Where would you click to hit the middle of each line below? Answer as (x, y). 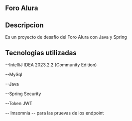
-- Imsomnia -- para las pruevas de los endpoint (55, 113)
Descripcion (24, 25)
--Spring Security (23, 94)
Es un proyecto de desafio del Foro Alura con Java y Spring (66, 37)
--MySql (14, 75)
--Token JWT (19, 104)
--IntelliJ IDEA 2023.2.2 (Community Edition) (51, 65)
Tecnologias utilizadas (41, 53)
